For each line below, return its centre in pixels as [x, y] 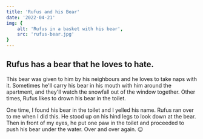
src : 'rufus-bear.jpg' [46, 34]
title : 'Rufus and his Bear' [43, 12]
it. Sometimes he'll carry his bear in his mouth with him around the [89, 85]
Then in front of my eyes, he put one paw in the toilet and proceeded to [95, 123]
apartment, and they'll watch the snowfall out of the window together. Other [101, 92]
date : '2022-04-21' [31, 18]
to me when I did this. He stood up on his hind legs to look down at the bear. [101, 116]
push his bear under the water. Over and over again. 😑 [75, 129]
